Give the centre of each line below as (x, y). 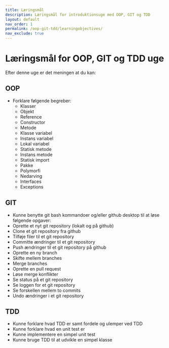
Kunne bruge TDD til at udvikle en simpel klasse (62, 340)
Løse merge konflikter (35, 274)
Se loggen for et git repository (44, 285)
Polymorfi (30, 171)
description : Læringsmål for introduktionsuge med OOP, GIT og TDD (78, 15)
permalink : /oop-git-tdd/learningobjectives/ (54, 29)
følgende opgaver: (32, 220)
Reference (31, 117)
